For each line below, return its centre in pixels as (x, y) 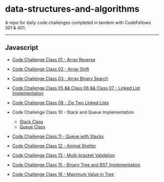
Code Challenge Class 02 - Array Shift (51, 69)
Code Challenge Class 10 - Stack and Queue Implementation (73, 112)
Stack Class (31, 121)
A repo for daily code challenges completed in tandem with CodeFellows (78, 23)
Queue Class (32, 127)
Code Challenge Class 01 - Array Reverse (54, 59)
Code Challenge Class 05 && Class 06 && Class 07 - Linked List (76, 88)
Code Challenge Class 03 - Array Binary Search (60, 78)
